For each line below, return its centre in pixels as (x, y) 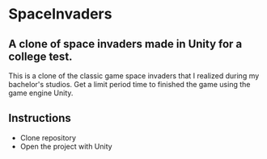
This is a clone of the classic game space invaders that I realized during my (134, 76)
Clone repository (48, 137)
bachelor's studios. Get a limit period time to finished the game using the (129, 84)
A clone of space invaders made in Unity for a (125, 44)
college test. (40, 56)
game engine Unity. (41, 93)
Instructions (40, 118)
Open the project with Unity (66, 146)
